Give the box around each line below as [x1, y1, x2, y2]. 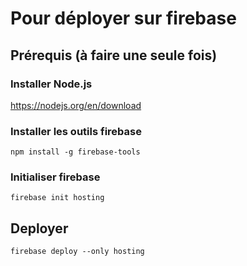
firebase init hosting [10, 193, 105, 203]
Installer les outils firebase [10, 124, 142, 138]
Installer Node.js [10, 77, 93, 91]
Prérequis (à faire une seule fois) [10, 47, 218, 64]
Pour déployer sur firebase [10, 7, 237, 30]
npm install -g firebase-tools [10, 147, 141, 157]
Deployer [10, 220, 69, 237]
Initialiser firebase [10, 170, 101, 184]
